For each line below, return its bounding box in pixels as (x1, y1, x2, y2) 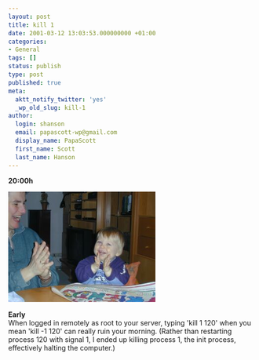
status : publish (8, 63, 61, 71)
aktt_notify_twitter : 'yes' (15, 95, 108, 104)
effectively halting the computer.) (8, 343, 115, 352)
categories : (8, 38, 47, 45)
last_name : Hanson (15, 153, 76, 161)
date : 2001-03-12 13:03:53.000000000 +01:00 (8, 29, 156, 37)
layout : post (8, 13, 51, 20)
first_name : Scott (15, 145, 76, 153)
